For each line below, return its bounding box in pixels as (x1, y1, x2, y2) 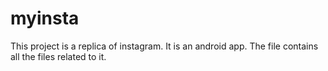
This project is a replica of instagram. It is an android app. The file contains (10, 40, 319, 52)
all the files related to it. (10, 50, 107, 62)
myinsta (10, 7, 80, 30)
